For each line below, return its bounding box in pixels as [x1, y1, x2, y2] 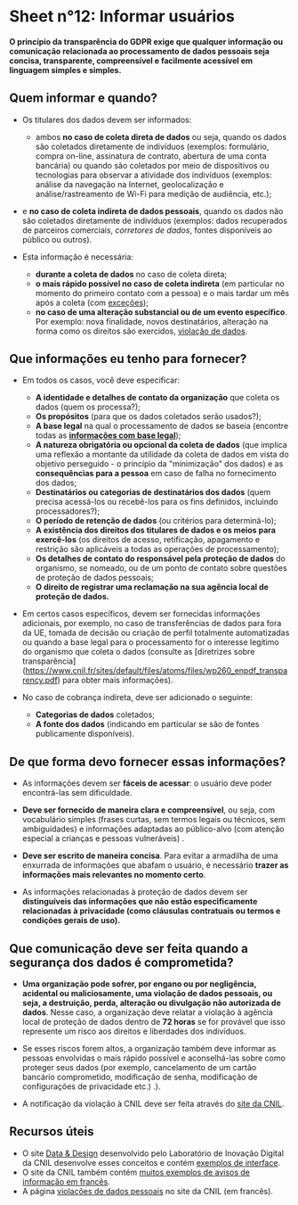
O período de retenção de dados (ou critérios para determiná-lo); [35, 516, 278, 526]
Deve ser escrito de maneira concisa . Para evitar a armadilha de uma [21, 850, 278, 862]
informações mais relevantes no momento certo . [21, 870, 206, 880]
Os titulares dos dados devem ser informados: [21, 114, 192, 125]
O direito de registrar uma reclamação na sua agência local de [35, 582, 270, 592]
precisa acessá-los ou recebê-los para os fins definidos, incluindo [35, 497, 278, 508]
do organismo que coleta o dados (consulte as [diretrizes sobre [21, 647, 255, 657]
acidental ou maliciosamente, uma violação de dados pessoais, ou [21, 988, 273, 999]
